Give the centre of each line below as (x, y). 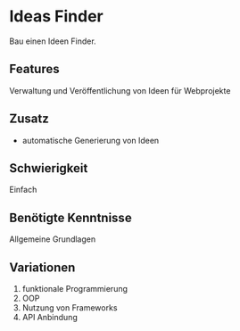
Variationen (42, 267)
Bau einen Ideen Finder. (53, 41)
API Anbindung (50, 317)
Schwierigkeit (49, 168)
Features (34, 69)
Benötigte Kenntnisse (70, 217)
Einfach (23, 190)
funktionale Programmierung (74, 289)
